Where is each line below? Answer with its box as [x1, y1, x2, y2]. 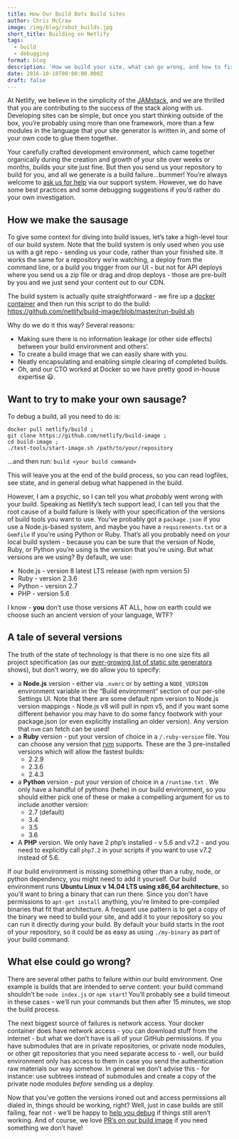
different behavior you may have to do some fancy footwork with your [17, 709, 223, 718]
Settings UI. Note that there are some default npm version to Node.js [17, 694, 219, 702]
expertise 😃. [17, 373, 55, 381]
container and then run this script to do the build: [7, 300, 151, 308]
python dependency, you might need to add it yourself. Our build [7, 874, 197, 883]
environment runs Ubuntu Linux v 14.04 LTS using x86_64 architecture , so [7, 882, 229, 890]
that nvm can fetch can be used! [17, 724, 110, 733]
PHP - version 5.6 [17, 589, 70, 598]
